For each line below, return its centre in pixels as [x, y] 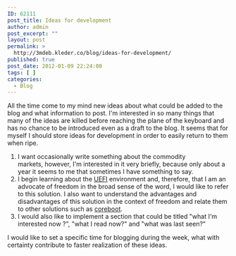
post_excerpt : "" [33, 33]
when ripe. [23, 143]
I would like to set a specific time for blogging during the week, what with [113, 238]
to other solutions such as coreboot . [70, 209]
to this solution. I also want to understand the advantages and [107, 194]
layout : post [26, 40]
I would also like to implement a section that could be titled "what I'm [117, 217]
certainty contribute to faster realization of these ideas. [87, 245]
